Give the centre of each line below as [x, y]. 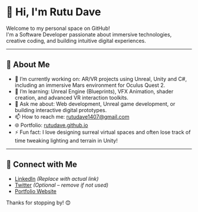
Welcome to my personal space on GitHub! [58, 28]
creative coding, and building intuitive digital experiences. [76, 41]
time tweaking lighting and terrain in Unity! [66, 140]
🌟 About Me [28, 65]
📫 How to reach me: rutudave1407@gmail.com [72, 116]
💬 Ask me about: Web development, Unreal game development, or [95, 104]
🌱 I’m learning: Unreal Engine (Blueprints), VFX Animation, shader [94, 91]
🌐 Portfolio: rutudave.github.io [51, 125]
